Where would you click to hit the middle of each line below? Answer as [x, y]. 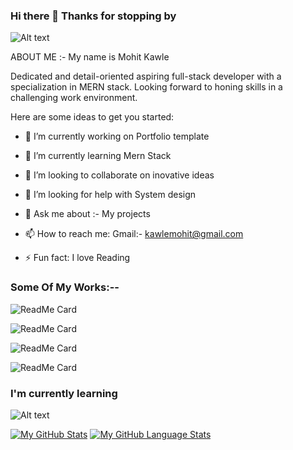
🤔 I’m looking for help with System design [110, 195]
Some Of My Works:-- [65, 287]
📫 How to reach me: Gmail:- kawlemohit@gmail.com [134, 234]
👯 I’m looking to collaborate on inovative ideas [119, 175]
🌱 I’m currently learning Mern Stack [98, 156]
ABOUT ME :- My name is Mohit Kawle [90, 57]
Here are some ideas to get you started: [92, 117]
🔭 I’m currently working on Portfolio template [117, 136]
